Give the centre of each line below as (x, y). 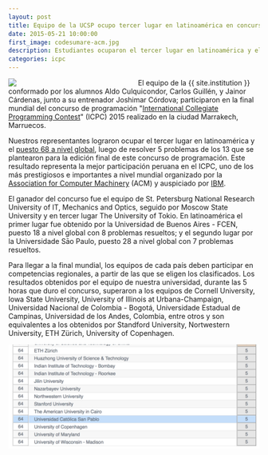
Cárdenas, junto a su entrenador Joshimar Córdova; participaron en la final (131, 100)
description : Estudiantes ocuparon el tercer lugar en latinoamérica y (130, 51)
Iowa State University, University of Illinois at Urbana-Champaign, (116, 299)
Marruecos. (27, 125)
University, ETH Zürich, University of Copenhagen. (91, 333)
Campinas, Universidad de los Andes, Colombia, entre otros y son (116, 316)
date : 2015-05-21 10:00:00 (53, 34)
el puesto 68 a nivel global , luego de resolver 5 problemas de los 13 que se (131, 149)
